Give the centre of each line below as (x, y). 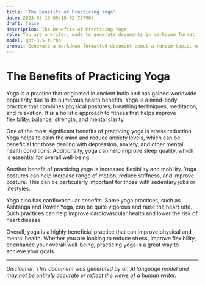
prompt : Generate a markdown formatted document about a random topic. (99, 46)
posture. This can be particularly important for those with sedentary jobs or (101, 182)
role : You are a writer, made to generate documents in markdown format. (102, 35)
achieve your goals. (31, 251)
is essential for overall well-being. (49, 157)
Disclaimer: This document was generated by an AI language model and (98, 268)
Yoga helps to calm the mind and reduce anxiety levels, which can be (93, 138)
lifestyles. (18, 188)
